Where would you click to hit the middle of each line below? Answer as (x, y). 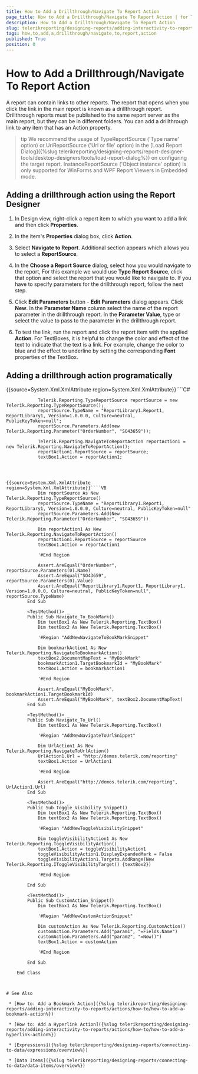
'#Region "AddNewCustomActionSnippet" (85, 916)
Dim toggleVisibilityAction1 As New (82, 839)
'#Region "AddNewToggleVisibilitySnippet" (90, 829)
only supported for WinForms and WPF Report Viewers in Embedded (104, 170)
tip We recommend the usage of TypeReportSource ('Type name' (100, 139)
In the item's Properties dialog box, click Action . (74, 236)
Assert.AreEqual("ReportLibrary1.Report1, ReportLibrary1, (111, 586)
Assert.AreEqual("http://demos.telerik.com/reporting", (108, 782)
